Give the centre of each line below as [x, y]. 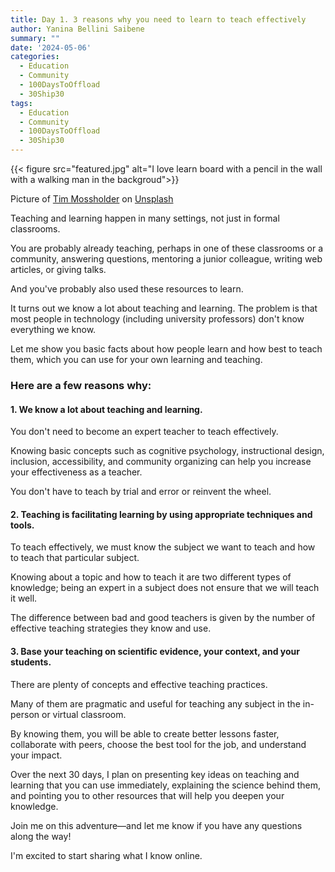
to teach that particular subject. [75, 558]
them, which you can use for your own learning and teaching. [136, 359]
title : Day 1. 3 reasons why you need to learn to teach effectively [158, 19]
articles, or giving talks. [58, 269]
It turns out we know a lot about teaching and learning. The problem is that [164, 308]
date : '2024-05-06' [51, 47]
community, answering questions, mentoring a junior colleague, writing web [166, 259]
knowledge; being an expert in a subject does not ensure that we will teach [165, 588]
